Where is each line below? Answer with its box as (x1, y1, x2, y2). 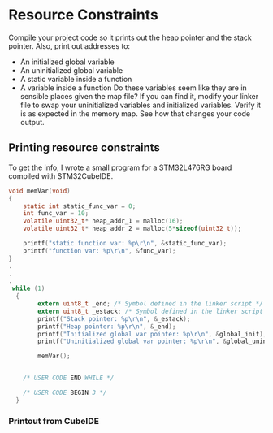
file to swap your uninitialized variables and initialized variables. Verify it (19, 100, 262, 110)
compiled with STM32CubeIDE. (8, 171, 114, 180)
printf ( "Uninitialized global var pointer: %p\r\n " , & (37, 337, 227, 346)
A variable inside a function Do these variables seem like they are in (19, 83, 248, 93)
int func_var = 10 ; (23, 210, 89, 218)
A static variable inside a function (19, 74, 132, 84)
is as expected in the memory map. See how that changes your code (19, 108, 251, 119)
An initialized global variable (19, 57, 115, 67)
